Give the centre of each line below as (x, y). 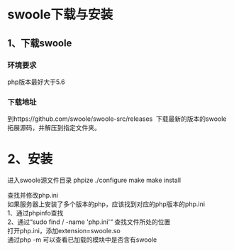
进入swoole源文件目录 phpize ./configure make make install (94, 180)
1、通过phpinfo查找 (35, 213)
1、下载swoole (40, 43)
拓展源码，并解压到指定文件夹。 (54, 128)
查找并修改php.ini (33, 196)
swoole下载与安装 (60, 15)
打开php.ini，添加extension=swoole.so (64, 231)
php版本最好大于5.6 (36, 82)
